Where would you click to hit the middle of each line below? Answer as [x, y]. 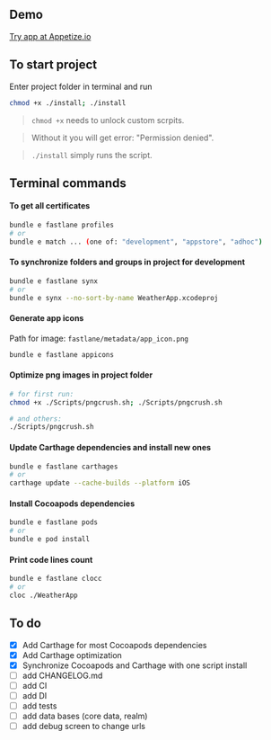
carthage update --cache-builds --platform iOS [100, 483]
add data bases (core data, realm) [85, 716]
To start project [53, 65]
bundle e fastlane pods [54, 522]
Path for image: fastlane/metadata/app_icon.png [99, 338]
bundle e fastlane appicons [62, 354]
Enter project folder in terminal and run [81, 86]
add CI [35, 685]
